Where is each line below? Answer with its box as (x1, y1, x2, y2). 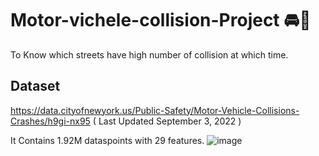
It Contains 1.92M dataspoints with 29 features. (10, 134, 205, 146)
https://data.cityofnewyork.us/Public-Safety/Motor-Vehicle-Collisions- (10, 104, 300, 116)
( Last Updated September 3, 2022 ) (92, 115, 242, 127)
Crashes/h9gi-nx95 (10, 115, 91, 127)
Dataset (10, 78, 61, 95)
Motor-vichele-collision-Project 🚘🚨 (10, 9, 312, 32)
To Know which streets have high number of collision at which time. (10, 48, 289, 61)
